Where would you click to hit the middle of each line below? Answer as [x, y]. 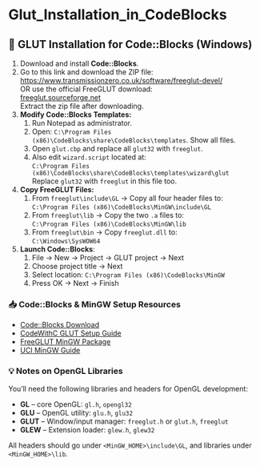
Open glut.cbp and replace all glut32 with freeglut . [117, 149]
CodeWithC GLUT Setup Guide [70, 333]
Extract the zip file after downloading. [82, 106]
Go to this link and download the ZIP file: [86, 72]
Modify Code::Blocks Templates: [76, 114]
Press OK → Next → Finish [75, 283]
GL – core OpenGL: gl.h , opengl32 [76, 404]
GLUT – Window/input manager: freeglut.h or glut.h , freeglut [124, 421]
